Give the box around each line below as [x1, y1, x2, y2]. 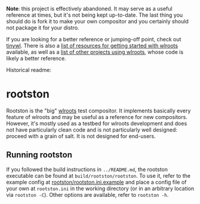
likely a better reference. [6, 55, 67, 62]
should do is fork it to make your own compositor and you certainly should [6, 18, 189, 25]
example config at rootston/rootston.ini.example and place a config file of [6, 178, 187, 185]
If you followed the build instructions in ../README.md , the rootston [6, 166, 168, 173]
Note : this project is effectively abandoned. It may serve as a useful [6, 5, 173, 12]
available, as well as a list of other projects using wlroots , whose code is [6, 48, 184, 56]
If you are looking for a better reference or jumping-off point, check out [6, 36, 181, 42]
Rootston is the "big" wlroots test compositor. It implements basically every [6, 107, 191, 114]
